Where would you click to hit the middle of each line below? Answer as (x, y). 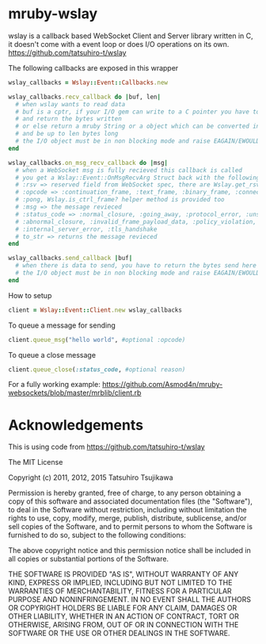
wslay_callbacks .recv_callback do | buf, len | (84, 97)
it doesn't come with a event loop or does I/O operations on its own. (119, 44)
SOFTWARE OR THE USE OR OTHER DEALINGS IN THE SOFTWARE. (119, 633)
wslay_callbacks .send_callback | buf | (70, 259)
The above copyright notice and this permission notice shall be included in (129, 550)
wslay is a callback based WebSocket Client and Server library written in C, (131, 36)
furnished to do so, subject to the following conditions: (97, 535)
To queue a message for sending (62, 325)
